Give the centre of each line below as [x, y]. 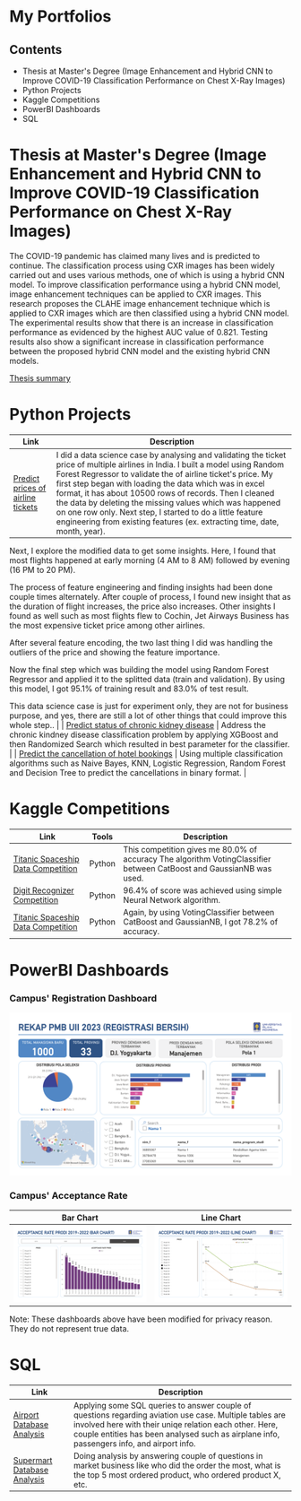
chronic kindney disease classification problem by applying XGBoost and [144, 735]
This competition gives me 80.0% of [190, 849]
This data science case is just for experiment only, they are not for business [149, 707]
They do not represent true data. [69, 1328]
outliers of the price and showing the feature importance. [115, 653]
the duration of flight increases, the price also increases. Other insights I [142, 606]
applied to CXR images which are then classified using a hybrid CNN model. [149, 313]
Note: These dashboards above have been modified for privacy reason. [141, 1319]
